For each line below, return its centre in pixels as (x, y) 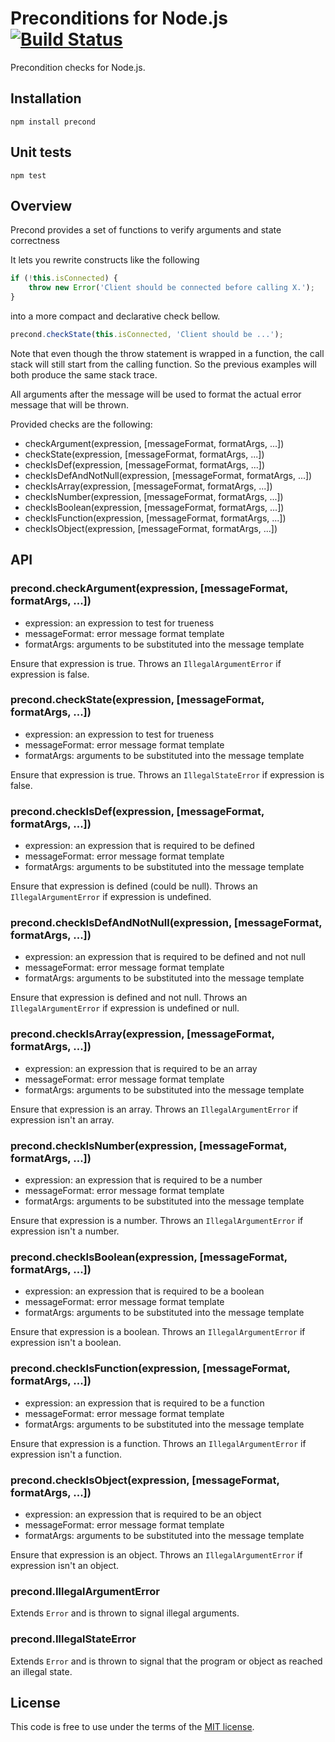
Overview (41, 205)
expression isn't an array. (62, 1119)
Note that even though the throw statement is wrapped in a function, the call (167, 353)
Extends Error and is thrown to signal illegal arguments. (125, 1613)
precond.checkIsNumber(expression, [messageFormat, (149, 1145)
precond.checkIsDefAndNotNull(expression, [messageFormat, (166, 923)
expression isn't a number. (65, 1231)
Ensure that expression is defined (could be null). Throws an (134, 886)
